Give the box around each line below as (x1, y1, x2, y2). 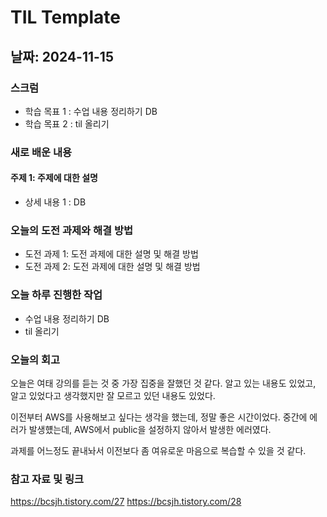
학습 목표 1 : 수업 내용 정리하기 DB (24, 105, 158, 117)
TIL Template (10, 6, 121, 29)
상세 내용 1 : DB (24, 196, 87, 208)
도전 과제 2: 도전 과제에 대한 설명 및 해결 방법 (24, 261, 201, 273)
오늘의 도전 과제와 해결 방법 (10, 223, 134, 237)
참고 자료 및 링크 (10, 472, 84, 486)
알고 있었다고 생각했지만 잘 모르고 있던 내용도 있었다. (10, 389, 216, 401)
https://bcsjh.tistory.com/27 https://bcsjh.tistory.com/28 (10, 496, 242, 508)
